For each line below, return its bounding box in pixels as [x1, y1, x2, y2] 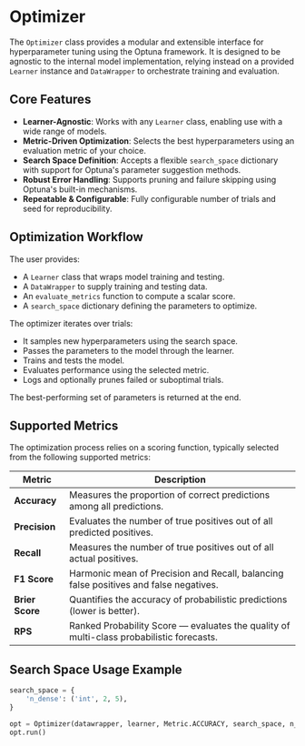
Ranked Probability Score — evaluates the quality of [69, 620, 290, 632]
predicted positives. [69, 526, 154, 539]
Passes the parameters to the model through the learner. [22, 345, 234, 356]
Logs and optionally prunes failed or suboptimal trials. [22, 374, 224, 385]
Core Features [9, 92, 92, 107]
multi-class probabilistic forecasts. [69, 630, 218, 643]
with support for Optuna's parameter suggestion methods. [22, 164, 241, 175]
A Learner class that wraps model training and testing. [22, 271, 225, 282]
